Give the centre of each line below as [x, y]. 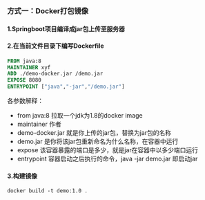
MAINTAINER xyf [29, 67]
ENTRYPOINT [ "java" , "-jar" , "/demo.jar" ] [66, 87]
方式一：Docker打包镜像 [48, 10]
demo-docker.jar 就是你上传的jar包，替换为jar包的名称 [94, 133]
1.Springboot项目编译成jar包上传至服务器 [66, 28]
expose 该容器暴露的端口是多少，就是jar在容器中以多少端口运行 [108, 150]
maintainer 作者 [39, 124]
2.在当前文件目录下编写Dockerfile [56, 46]
